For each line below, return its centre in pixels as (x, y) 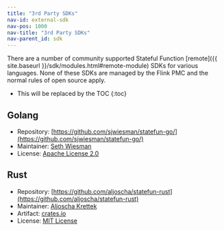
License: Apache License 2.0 (58, 153)
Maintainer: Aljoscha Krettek (57, 206)
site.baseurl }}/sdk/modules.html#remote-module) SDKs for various (103, 66)
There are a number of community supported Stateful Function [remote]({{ (112, 58)
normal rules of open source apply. (57, 80)
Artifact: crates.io (41, 213)
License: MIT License (47, 221)
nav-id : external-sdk (38, 20)
